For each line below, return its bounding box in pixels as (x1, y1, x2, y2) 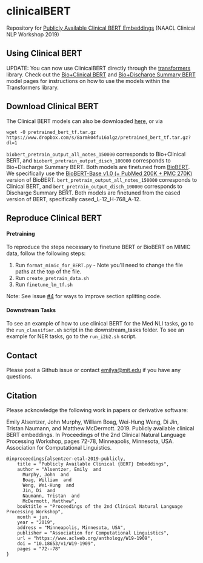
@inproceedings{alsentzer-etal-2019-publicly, (6, 456, 126, 462)
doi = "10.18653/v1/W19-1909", (17, 541, 96, 547)
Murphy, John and (22, 471, 69, 478)
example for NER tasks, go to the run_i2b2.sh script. (6, 333, 137, 340)
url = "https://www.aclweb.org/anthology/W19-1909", (17, 535, 153, 541)
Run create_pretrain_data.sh (15, 275, 89, 282)
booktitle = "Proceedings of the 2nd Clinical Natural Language (17, 503, 183, 510)
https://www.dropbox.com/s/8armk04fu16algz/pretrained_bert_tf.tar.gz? (6, 135, 191, 141)
